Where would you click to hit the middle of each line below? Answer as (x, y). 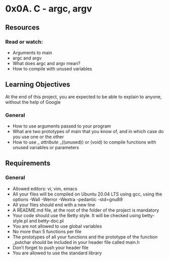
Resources (22, 27)
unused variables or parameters (46, 147)
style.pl (20, 221)
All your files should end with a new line (54, 205)
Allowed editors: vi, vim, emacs (45, 188)
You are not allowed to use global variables (57, 226)
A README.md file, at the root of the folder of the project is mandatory (86, 210)
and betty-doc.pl (46, 221)
